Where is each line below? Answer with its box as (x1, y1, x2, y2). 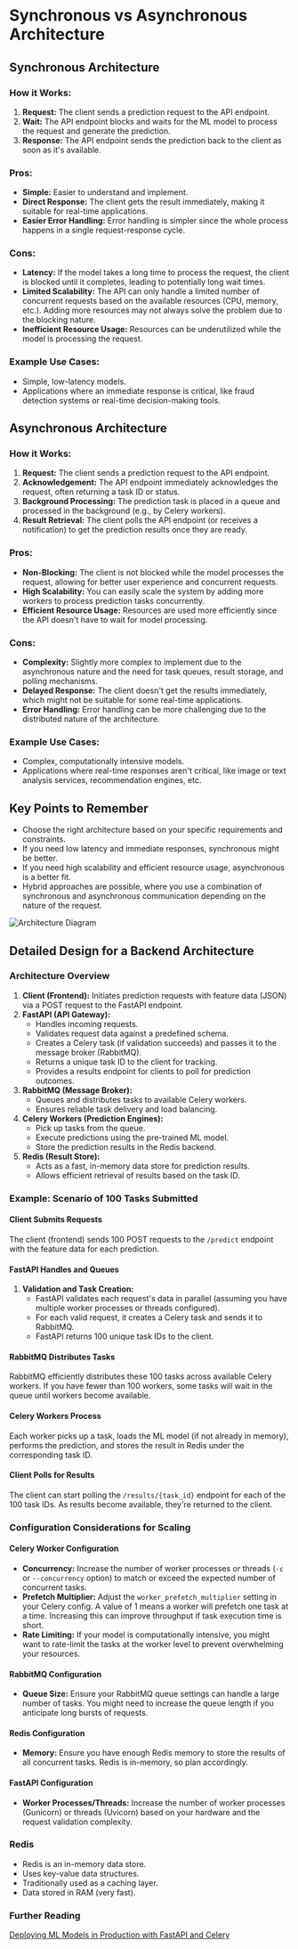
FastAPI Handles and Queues (9, 1264, 120, 1275)
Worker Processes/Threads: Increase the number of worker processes (21, 1797, 286, 1808)
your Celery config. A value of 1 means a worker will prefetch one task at (21, 1601, 289, 1611)
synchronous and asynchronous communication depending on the (21, 891, 266, 901)
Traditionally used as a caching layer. (21, 1877, 158, 1888)
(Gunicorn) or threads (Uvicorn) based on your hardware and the (21, 1806, 261, 1817)
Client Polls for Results (9, 1470, 95, 1480)
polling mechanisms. (21, 676, 99, 687)
